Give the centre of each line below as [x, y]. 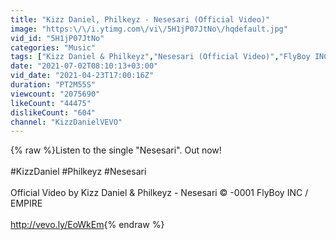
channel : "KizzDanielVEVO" [66, 122]
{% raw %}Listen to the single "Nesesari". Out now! [116, 150]
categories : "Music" [53, 47]
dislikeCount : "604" [53, 112]
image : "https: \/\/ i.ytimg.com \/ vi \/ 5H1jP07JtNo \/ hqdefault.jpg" [149, 29]
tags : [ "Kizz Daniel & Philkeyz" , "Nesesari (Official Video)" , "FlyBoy [160, 57]
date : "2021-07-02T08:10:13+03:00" [84, 66]
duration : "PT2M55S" [53, 85]
